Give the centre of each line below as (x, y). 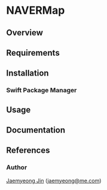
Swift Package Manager (42, 91)
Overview (25, 33)
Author (17, 167)
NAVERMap (36, 10)
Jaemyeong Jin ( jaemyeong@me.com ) (54, 180)
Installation (27, 73)
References (28, 150)
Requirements (33, 52)
